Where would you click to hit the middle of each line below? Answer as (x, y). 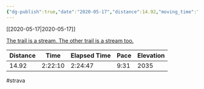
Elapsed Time (91, 55)
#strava (16, 80)
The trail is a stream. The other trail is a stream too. (70, 40)
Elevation (151, 55)
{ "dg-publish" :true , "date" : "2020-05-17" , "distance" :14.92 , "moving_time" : (102, 12)
